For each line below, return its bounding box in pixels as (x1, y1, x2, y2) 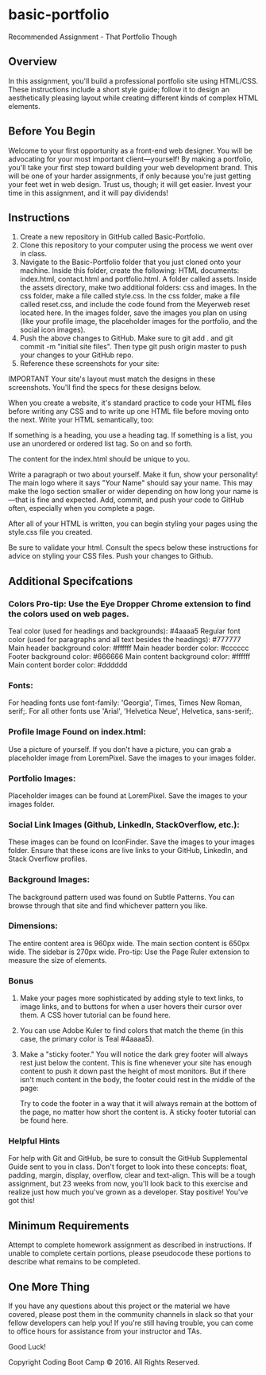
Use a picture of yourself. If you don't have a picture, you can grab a (8, 744, 232, 754)
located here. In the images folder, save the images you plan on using (19, 308, 248, 317)
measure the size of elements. (8, 955, 107, 964)
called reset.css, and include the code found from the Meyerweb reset (19, 300, 250, 310)
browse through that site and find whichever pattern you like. (8, 901, 208, 910)
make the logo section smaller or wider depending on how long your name (8, 487, 252, 497)
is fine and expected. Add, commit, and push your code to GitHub (29, 495, 245, 504)
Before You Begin (8, 125, 96, 138)
